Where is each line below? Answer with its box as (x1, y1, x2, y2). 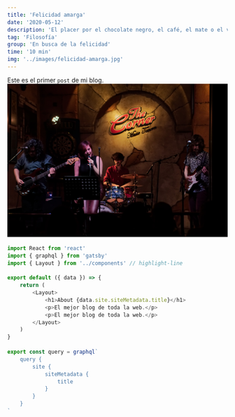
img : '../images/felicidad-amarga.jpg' (7, 56, 124, 63)
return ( (20, 282, 45, 289)
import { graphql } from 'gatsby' (7, 252, 108, 259)
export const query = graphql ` (7, 348, 99, 356)
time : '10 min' (7, 48, 52, 55)
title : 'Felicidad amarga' (7, 11, 86, 18)
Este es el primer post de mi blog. (7, 76, 104, 84)
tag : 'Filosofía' (7, 34, 58, 41)
